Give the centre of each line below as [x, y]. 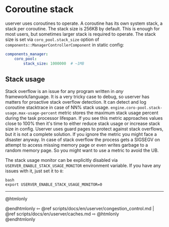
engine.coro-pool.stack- [136, 108]
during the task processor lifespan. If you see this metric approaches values [84, 118]
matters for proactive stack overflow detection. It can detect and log [76, 102]
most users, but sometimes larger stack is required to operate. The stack [80, 34]
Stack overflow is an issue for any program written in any [64, 92]
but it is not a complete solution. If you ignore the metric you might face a [81, 134]
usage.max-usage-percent [31, 113]
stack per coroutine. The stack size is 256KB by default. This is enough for [82, 28]
